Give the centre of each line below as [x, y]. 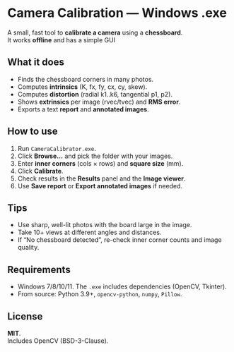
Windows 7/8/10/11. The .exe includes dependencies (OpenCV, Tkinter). [122, 286]
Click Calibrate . [40, 171]
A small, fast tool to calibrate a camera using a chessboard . [95, 32]
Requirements [39, 269]
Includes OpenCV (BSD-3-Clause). [58, 341]
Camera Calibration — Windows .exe [117, 13]
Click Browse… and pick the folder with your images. [95, 156]
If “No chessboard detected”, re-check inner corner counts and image [119, 240]
